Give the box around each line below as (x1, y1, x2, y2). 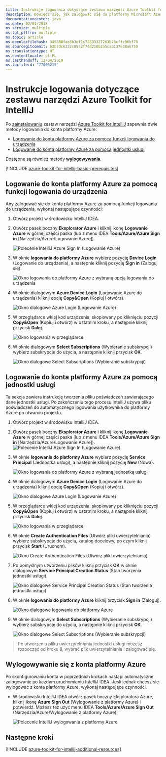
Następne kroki (5, 733, 54, 742)
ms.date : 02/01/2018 (5, 21, 48, 26)
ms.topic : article (5, 35, 43, 40)
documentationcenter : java (5, 16, 61, 21)
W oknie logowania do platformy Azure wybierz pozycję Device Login (12, 255, 157, 261)
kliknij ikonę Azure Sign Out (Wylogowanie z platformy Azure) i (12, 699, 141, 705)
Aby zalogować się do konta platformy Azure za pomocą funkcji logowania (5, 201, 157, 207)
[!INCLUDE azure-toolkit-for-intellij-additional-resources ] (5, 746, 121, 752)
